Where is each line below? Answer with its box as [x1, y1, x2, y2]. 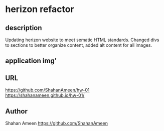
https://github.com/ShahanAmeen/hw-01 [5, 87, 90, 93]
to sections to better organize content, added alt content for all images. [5, 42, 152, 48]
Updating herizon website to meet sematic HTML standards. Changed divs [5, 37, 159, 43]
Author [5, 107, 28, 115]
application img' [5, 57, 57, 65]
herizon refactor [5, 4, 74, 15]
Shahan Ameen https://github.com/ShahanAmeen [5, 120, 108, 126]
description [5, 24, 42, 32]
